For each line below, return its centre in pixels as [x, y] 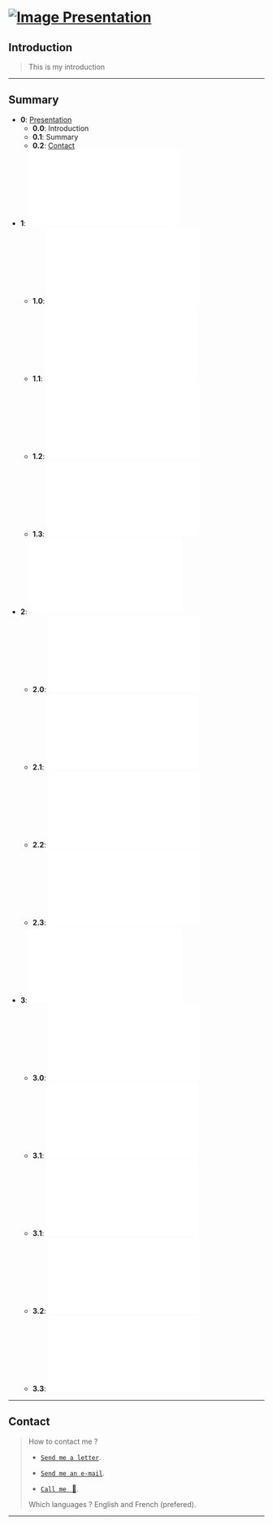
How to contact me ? [63, 1441]
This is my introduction [67, 67]
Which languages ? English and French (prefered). [112, 1504]
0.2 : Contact [54, 145]
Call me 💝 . [60, 1488]
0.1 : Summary [55, 136]
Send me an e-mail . [73, 1473]
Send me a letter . [71, 1457]
